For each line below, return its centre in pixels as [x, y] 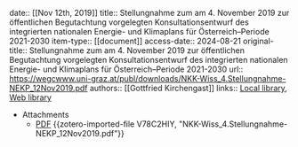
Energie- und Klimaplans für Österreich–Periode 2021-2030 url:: [126, 69]
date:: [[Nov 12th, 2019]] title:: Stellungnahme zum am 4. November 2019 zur [149, 13]
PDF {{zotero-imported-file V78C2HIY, [106, 124]
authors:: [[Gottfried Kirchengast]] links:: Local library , [188, 88]
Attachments [45, 115]
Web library [30, 97]
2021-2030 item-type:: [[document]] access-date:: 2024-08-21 [125, 41]
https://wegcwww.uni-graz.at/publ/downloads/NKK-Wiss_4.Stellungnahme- [148, 78]
